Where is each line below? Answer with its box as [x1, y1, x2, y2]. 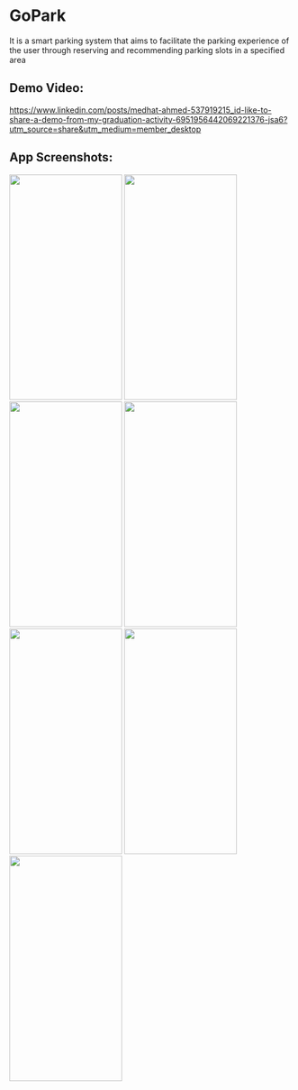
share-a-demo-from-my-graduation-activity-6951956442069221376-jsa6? [9, 114, 288, 124]
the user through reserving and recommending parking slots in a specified [9, 44, 285, 55]
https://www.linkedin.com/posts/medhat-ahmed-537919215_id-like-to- [9, 105, 272, 115]
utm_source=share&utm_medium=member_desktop [9, 124, 202, 134]
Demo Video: [9, 80, 84, 96]
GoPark [9, 5, 67, 26]
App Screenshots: [9, 150, 113, 165]
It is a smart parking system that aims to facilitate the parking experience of [9, 35, 290, 46]
